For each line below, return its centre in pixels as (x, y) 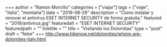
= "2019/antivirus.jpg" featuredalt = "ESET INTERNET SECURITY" (73, 23)
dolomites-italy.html (26, 39)
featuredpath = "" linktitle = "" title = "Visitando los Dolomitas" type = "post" (84, 28)
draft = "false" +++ (25, 34)
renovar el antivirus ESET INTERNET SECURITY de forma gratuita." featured (83, 18)
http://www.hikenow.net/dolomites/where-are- (94, 34)
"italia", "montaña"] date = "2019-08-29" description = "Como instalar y (79, 12)
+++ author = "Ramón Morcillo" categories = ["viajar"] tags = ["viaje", (77, 7)
